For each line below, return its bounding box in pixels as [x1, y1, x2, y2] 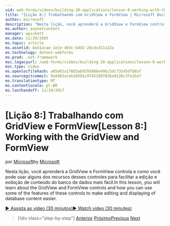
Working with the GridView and [5, 131, 140, 143]
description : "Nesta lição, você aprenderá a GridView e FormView [5, 21, 148, 27]
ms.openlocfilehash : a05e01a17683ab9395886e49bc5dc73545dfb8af [5, 69, 142, 74]
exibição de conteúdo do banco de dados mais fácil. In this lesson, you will [5, 179, 160, 185]
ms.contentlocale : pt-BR [5, 83, 58, 88]
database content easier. [5, 196, 57, 202]
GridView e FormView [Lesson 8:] [5, 120, 147, 132]
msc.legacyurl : [5, 59, 37, 64]
